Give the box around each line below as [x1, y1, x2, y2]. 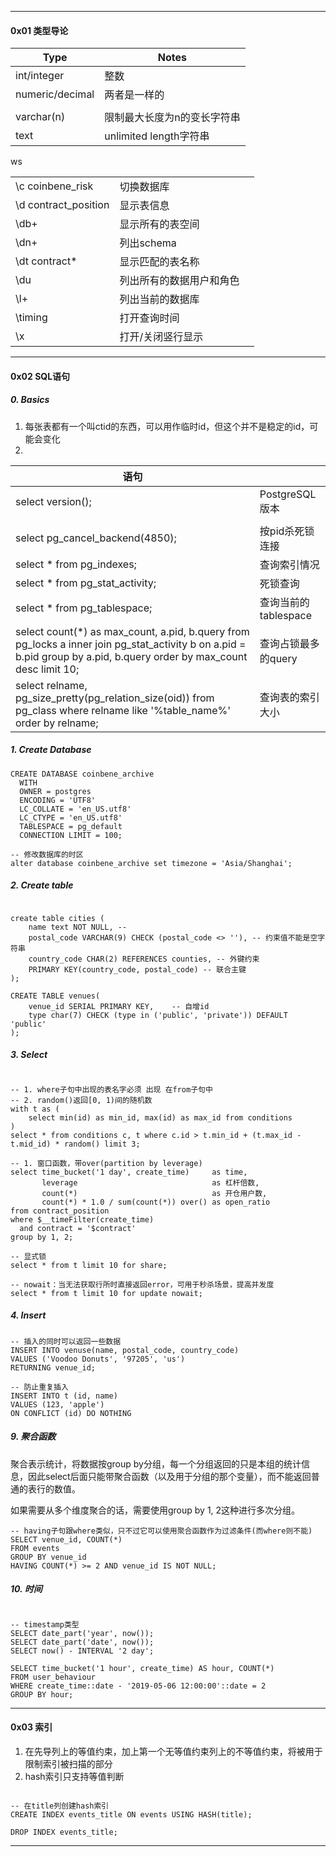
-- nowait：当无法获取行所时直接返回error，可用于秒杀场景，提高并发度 [10, 1279, 275, 1290]
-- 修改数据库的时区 [10, 849, 84, 860]
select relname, [15, 678, 88, 692]
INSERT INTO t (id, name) [10, 1391, 118, 1401]
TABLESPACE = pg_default [19, 821, 123, 831]
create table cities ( [10, 913, 105, 923]
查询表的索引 [259, 690, 320, 704]
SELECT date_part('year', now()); [10, 1628, 155, 1638]
